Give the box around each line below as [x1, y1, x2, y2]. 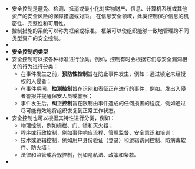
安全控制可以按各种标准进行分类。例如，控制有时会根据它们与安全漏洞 [11, 55, 183, 62]
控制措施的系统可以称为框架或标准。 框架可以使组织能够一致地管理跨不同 [11, 27, 189, 34]
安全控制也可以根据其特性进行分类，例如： [11, 114, 115, 121]
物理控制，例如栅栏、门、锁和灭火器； [20, 122, 114, 128]
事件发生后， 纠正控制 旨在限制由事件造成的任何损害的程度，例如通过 [20, 100, 186, 107]
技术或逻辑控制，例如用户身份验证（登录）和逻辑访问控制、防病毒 [20, 137, 181, 143]
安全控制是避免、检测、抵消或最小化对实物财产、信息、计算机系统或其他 [11, 5, 187, 12]
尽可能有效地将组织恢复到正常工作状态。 [20, 107, 119, 114]
